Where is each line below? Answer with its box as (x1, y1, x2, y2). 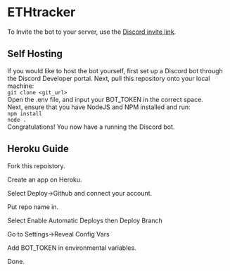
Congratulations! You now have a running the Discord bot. (7, 122, 175, 131)
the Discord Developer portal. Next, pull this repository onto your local (7, 74, 210, 82)
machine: (7, 82, 34, 90)
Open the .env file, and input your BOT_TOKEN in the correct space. (7, 95, 204, 103)
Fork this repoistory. (7, 161, 65, 170)
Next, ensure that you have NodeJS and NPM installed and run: (7, 103, 191, 111)
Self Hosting (7, 48, 63, 60)
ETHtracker (7, 4, 76, 20)
